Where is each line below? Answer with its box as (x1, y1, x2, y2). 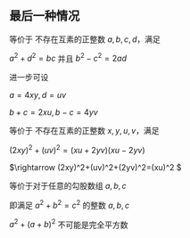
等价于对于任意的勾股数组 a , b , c (9, 181, 127, 192)
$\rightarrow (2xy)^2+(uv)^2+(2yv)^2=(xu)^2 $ (9, 162, 182, 173)
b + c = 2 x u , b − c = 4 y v (9, 107, 98, 118)
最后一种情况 (9, 8, 80, 24)
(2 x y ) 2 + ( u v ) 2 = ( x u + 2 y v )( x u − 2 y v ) (9, 144, 145, 156)
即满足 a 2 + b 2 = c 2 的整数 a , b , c (9, 199, 130, 210)
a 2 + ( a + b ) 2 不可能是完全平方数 (9, 217, 128, 230)
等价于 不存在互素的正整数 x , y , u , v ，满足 (9, 126, 160, 136)
